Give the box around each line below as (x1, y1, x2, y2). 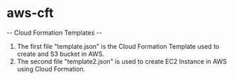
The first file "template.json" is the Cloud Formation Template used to (16, 42, 220, 50)
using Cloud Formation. (16, 64, 86, 73)
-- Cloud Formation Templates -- (6, 28, 102, 37)
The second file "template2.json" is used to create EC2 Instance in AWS (16, 57, 228, 65)
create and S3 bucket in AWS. (16, 50, 104, 58)
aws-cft (6, 5, 54, 21)
